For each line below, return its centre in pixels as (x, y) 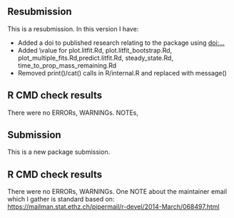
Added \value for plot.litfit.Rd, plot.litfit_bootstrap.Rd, (95, 50)
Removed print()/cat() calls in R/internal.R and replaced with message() (122, 73)
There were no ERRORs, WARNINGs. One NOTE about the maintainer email (117, 192)
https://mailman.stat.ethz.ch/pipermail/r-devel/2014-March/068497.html (113, 207)
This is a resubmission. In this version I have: (73, 28)
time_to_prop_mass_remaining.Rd (67, 65)
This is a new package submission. (59, 152)
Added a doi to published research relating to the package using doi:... (121, 43)
